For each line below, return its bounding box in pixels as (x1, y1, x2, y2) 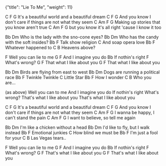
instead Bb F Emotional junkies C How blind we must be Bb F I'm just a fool (5, 130, 158, 136)
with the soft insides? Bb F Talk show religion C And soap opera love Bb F (5, 39, 156, 45)
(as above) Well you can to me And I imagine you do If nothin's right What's (5, 89, 159, 95)
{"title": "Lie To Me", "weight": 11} (5, 4, 73, 10)
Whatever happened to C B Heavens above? (5, 45, 96, 50)
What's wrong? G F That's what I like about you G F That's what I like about (5, 150, 159, 156)
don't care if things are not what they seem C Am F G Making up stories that (5, 19, 161, 25)
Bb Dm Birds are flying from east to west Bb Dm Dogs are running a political (5, 69, 160, 75)
